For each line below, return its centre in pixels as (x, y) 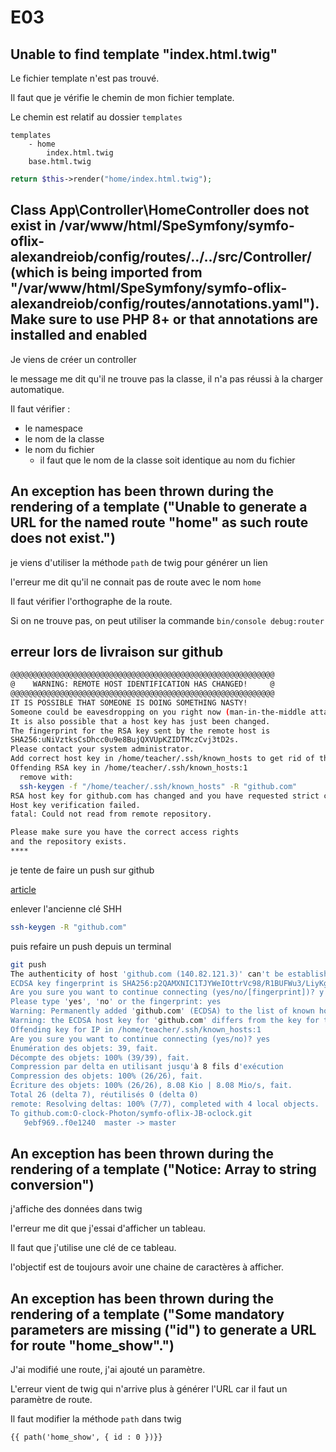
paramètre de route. (51, 1400)
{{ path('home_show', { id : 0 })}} (86, 1437)
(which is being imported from (106, 272)
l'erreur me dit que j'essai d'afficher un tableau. (108, 1228)
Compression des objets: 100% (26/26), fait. (106, 1076)
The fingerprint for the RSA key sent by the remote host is (140, 731)
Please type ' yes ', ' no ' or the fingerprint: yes (116, 1002)
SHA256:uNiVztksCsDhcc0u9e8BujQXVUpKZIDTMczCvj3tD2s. (125, 740)
